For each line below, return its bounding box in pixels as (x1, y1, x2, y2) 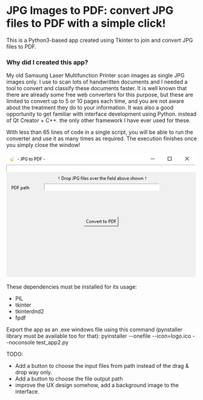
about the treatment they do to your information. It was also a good (6, 104, 174, 111)
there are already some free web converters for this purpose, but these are (6, 91, 194, 99)
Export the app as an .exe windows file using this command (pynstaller (6, 326, 183, 333)
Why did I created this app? (6, 58, 89, 67)
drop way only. (15, 369, 53, 376)
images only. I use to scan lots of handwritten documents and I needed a (6, 78, 188, 85)
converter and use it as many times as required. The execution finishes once (6, 135, 197, 142)
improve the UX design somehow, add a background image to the (15, 382, 179, 389)
